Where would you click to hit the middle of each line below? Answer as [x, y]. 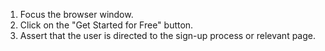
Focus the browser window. [76, 14]
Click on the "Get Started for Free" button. [106, 25]
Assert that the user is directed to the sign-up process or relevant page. [167, 35]
